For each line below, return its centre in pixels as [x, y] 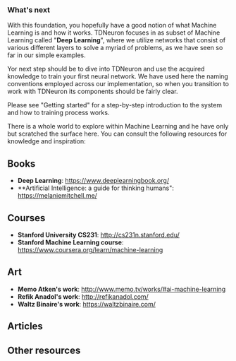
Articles [25, 326]
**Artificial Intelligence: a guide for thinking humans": [96, 188]
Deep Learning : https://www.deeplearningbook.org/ [93, 181]
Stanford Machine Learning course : [70, 242]
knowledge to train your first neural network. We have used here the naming [118, 76]
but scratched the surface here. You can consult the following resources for [117, 134]
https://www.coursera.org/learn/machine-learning [90, 249]
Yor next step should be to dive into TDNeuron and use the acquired [106, 69]
